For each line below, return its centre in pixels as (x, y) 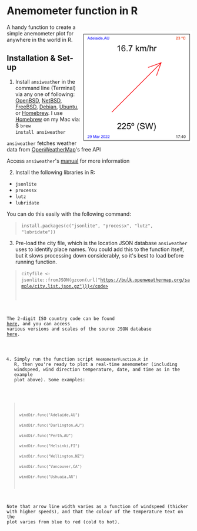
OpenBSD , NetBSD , (39, 100)
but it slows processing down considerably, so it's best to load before (99, 255)
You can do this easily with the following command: (69, 214)
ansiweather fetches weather (42, 143)
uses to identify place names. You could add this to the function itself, (100, 249)
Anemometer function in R (72, 11)
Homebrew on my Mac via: (48, 119)
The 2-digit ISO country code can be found (61, 319)
